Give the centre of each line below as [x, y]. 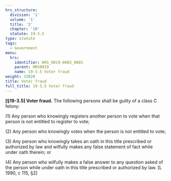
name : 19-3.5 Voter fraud [42, 72]
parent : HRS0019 [32, 67]
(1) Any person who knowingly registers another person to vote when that [82, 116]
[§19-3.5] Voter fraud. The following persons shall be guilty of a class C [81, 101]
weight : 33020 [20, 77]
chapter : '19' [25, 29]
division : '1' [25, 15]
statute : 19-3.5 [27, 34]
